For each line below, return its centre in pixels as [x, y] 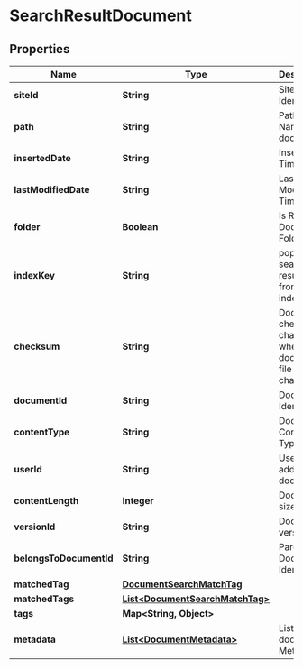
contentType [42, 432]
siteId [26, 95]
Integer [138, 501]
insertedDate [43, 158]
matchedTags [44, 599]
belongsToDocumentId [64, 558]
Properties [40, 49]
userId [28, 469]
